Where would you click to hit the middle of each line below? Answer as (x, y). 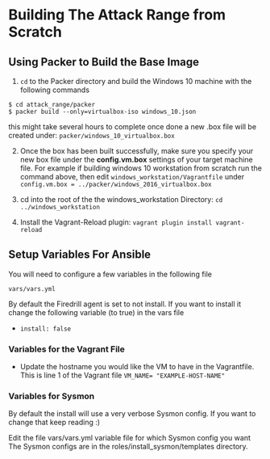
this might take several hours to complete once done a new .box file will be (132, 126)
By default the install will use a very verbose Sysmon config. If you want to (132, 414)
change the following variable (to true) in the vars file (96, 312)
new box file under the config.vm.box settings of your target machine (137, 160)
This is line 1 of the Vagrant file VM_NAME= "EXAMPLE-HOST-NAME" (123, 375)
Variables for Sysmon (52, 396)
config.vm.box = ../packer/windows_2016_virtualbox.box (116, 184)
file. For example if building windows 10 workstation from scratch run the (141, 168)
